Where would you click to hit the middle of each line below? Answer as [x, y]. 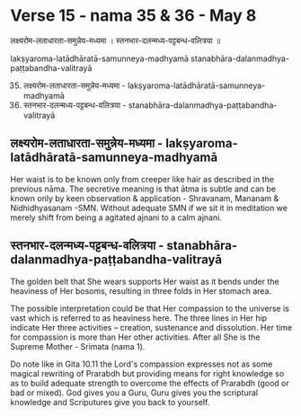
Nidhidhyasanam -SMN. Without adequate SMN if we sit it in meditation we [149, 208]
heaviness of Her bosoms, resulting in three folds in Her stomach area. [141, 291]
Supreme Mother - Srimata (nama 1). [78, 346]
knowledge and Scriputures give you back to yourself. [110, 402]
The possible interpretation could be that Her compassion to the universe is [150, 308]
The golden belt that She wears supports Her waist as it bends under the [145, 281]
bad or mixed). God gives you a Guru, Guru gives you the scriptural [134, 393]
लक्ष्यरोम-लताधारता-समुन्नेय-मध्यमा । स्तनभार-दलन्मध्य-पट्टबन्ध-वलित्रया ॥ [115, 40]
